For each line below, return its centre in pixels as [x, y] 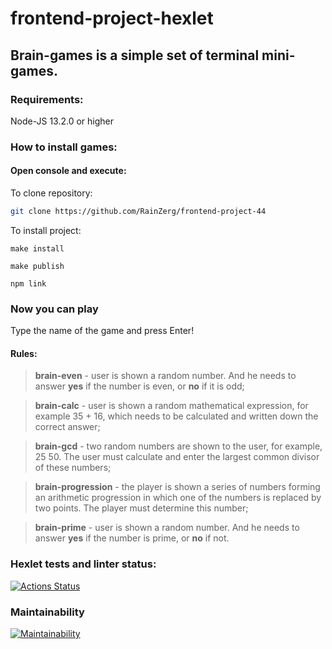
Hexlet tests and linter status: [83, 564]
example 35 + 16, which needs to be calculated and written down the [176, 416]
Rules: [24, 353]
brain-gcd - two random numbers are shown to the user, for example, [178, 446]
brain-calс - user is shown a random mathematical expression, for [171, 406]
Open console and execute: [68, 171]
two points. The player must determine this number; [141, 508]
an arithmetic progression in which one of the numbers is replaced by [178, 498]
